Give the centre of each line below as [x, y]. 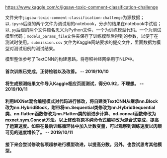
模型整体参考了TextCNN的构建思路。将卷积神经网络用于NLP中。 [71, 59]
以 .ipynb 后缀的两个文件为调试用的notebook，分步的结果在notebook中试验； [83, 24]
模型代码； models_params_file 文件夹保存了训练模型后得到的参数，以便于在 [82, 36]
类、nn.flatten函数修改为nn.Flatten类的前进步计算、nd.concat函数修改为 [81, 113]
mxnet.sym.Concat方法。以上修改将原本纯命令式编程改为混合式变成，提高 [82, 120]
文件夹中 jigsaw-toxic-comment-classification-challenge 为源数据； [75, 17]
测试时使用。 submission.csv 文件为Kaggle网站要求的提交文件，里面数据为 [81, 42]
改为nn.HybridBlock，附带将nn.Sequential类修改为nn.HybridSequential [80, 107]
